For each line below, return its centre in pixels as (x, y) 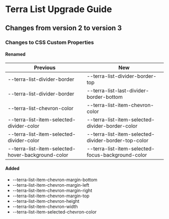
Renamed (16, 54)
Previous (45, 68)
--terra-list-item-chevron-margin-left (51, 185)
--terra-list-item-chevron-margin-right (52, 190)
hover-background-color (38, 155)
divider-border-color (112, 126)
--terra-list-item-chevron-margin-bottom (55, 180)
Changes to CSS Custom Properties (50, 42)
